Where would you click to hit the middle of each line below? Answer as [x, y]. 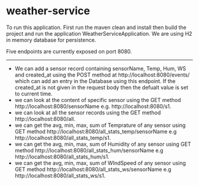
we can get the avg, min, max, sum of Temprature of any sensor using [100, 125]
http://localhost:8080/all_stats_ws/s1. [60, 176]
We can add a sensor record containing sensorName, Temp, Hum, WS [100, 68]
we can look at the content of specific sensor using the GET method [98, 100]
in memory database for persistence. [51, 40]
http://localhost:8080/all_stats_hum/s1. [62, 157]
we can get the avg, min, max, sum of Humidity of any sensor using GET [103, 144]
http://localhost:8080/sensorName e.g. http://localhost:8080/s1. [93, 106]
